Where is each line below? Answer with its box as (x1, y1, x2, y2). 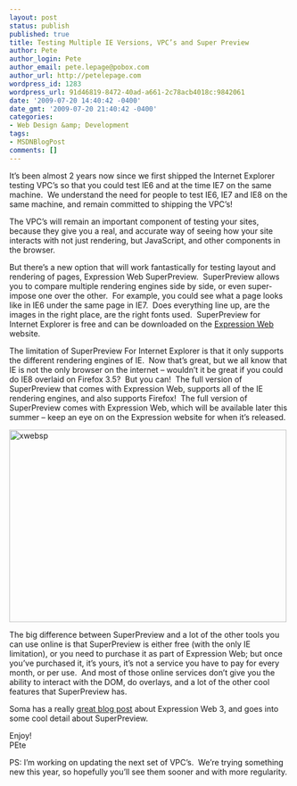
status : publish (9, 21, 70, 30)
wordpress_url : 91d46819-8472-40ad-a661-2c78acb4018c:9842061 (9, 87, 245, 96)
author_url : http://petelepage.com (9, 71, 142, 80)
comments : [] (9, 145, 58, 154)
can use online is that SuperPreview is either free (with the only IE (9, 639, 252, 649)
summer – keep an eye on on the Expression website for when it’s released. (9, 411, 286, 422)
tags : (9, 129, 29, 138)
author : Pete (9, 46, 58, 55)
